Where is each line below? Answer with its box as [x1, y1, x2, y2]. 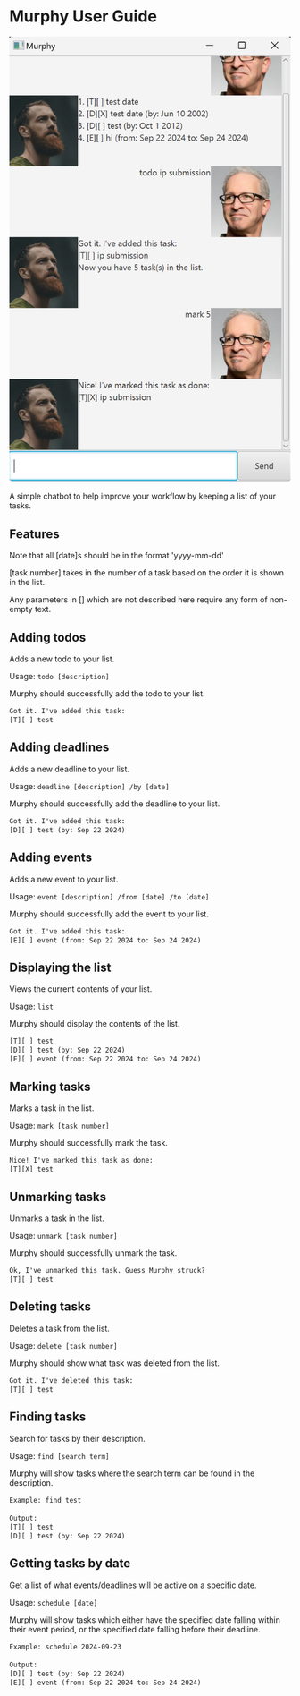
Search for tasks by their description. [9, 1433, 146, 1444]
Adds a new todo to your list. [9, 653, 115, 664]
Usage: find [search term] [9, 1450, 110, 1461]
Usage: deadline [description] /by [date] [9, 780, 170, 791]
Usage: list [9, 1001, 54, 1012]
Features [9, 526, 60, 541]
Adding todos [9, 629, 87, 645]
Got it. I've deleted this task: [9, 1376, 134, 1385]
